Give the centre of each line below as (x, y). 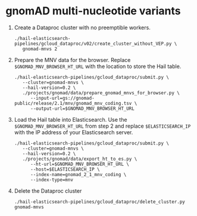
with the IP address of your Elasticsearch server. (74, 132)
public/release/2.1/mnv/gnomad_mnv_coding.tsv (73, 103)
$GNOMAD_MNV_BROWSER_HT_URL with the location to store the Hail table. (98, 66)
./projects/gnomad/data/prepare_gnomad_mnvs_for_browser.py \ (101, 93)
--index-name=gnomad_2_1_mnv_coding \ (78, 174)
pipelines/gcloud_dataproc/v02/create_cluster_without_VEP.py (93, 44)
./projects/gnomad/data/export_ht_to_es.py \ (80, 159)
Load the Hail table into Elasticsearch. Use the (71, 119)
